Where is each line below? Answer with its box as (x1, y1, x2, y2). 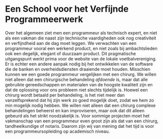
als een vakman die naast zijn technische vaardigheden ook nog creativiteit (5, 35, 156, 41)
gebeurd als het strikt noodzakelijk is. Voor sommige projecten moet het (5, 113, 150, 119)
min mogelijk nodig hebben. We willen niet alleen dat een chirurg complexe (5, 102, 156, 108)
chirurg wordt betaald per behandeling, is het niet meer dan (5, 92, 125, 98)
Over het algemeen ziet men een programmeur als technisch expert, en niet (5, 30, 158, 36)
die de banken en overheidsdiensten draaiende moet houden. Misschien (5, 66, 150, 72)
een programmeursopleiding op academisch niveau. (5, 128, 110, 134)
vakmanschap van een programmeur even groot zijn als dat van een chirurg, (5, 118, 159, 124)
